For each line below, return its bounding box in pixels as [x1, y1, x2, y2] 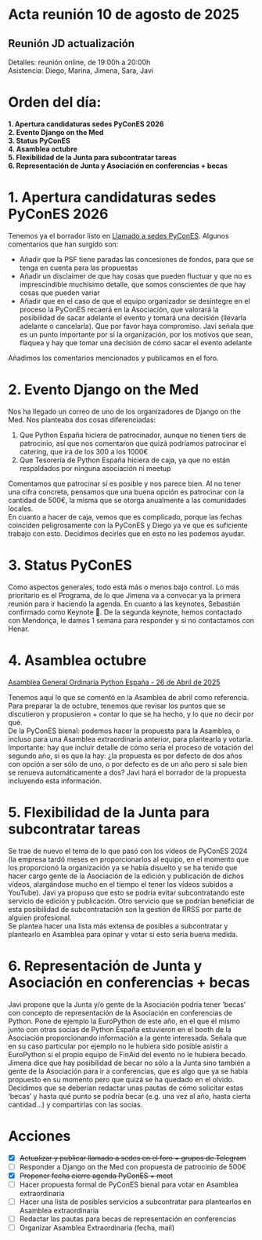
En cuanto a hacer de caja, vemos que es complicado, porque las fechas [8, 512, 242, 521]
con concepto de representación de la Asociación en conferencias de [8, 1008, 233, 1017]
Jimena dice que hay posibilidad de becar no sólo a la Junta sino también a [8, 1058, 251, 1067]
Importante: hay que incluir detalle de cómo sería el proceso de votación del [8, 742, 254, 752]
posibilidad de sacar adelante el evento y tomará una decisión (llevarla [19, 312, 247, 323]
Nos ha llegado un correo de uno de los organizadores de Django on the [8, 407, 241, 416]
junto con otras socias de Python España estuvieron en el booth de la [8, 1024, 232, 1034]
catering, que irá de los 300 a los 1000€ [19, 447, 149, 456]
